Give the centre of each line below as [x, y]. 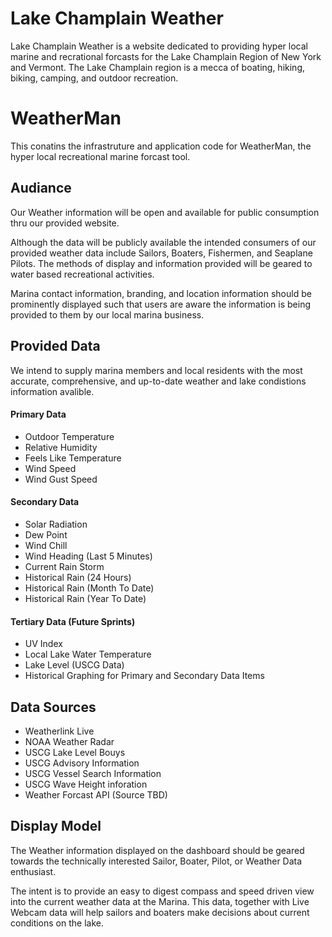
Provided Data [55, 346]
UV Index [43, 644]
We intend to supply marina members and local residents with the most [156, 370]
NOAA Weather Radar [69, 741]
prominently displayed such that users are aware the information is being [160, 304]
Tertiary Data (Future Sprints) [73, 621]
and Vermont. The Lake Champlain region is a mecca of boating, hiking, [158, 67]
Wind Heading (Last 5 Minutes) [88, 556]
